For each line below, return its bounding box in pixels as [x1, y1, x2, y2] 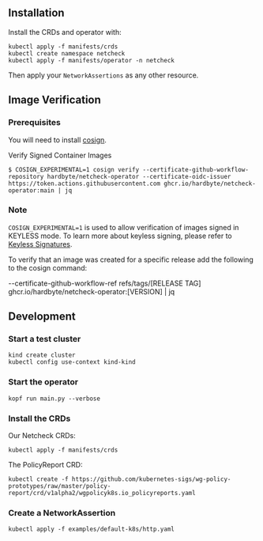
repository [8, 172, 44, 180]
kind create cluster [8, 351, 77, 359]
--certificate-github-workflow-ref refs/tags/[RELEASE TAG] [8, 278, 201, 288]
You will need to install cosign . [8, 134, 107, 145]
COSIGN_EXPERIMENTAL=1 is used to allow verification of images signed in [8, 222, 239, 232]
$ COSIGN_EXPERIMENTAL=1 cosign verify [8, 165, 140, 173]
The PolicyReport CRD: [8, 460, 83, 470]
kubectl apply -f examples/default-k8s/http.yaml [8, 525, 175, 533]
